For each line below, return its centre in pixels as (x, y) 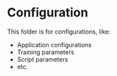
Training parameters (45, 52)
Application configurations (54, 45)
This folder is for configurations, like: (59, 31)
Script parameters (42, 59)
